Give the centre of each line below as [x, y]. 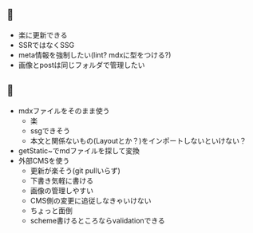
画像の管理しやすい [62, 190]
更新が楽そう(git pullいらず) [75, 170]
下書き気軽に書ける [62, 180]
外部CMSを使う [44, 160]
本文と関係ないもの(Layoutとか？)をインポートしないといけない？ [138, 140]
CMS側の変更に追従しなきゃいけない [91, 200]
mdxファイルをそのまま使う [64, 111]
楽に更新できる [43, 35]
